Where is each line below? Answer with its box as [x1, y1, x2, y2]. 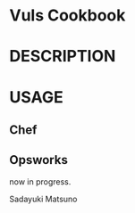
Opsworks [9, 152, 69, 168]
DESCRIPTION [9, 46, 116, 67]
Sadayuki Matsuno [9, 193, 78, 204]
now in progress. [9, 176, 72, 187]
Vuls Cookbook [9, 5, 126, 26]
